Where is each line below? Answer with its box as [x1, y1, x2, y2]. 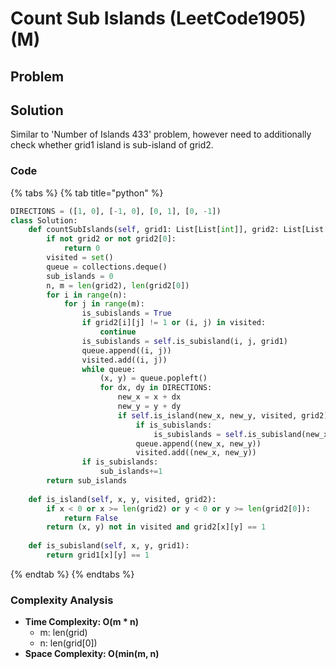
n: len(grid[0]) [39, 637, 98, 649]
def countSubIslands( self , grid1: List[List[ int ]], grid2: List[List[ [28, 225, 329, 235]
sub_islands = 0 [46, 271, 114, 281]
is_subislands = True [81, 308, 172, 319]
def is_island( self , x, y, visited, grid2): [28, 494, 217, 504]
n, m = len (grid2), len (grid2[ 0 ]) [46, 280, 190, 291]
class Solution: [10, 215, 78, 226]
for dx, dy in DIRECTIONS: [99, 383, 213, 393]
